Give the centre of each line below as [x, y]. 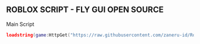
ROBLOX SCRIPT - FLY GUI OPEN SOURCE [85, 10]
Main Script [20, 24]
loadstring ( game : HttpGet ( [38, 35]
